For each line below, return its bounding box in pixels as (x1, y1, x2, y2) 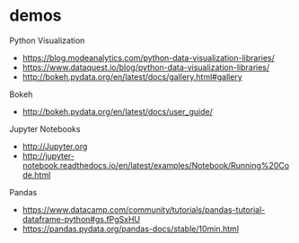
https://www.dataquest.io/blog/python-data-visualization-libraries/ (22, 62, 270, 73)
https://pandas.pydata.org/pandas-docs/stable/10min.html (22, 223, 240, 234)
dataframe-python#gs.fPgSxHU (22, 213, 141, 224)
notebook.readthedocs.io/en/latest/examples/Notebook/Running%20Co (22, 160, 290, 170)
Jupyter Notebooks (9, 123, 81, 135)
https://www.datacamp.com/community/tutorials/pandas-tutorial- (22, 204, 266, 215)
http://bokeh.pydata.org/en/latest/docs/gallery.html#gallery (22, 71, 242, 82)
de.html (22, 169, 51, 180)
